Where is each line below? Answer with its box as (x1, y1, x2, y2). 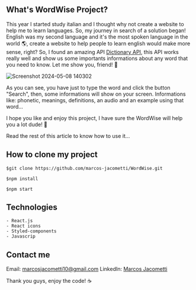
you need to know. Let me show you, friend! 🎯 (6, 61, 118, 68)
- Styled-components (6, 228, 57, 234)
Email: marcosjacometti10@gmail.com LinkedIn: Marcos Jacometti (6, 266, 168, 273)
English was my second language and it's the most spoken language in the (6, 33, 188, 40)
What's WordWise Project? (6, 5, 108, 15)
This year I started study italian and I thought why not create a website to (6, 20, 185, 27)
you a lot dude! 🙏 (6, 121, 48, 128)
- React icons (6, 223, 41, 229)
